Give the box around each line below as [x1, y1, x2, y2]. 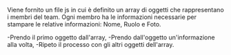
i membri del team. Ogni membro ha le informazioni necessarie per [7, 13, 197, 21]
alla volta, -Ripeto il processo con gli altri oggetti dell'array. [7, 41, 174, 48]
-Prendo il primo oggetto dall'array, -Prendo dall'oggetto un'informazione [7, 33, 215, 41]
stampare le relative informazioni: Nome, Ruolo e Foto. [7, 20, 161, 28]
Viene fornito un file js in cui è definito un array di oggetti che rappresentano [7, 6, 224, 14]
